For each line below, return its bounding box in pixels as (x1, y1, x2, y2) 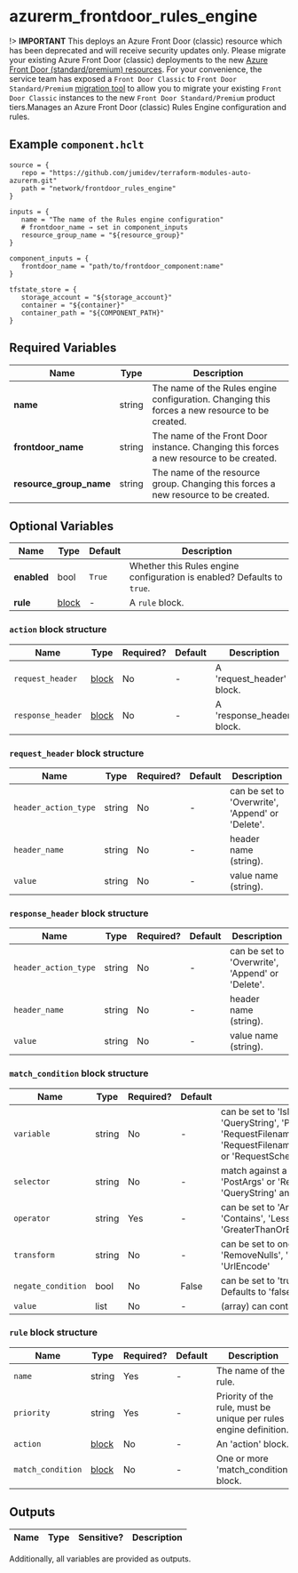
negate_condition (13, 1280, 87, 1291)
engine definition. (216, 1423, 289, 1435)
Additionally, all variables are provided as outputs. (9, 1553, 192, 1564)
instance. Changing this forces (152, 440, 279, 453)
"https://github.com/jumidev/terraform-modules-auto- (48, 168, 252, 177)
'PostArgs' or (220, 1176, 276, 1188)
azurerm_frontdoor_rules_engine (9, 6, 258, 27)
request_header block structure (9, 747, 145, 759)
